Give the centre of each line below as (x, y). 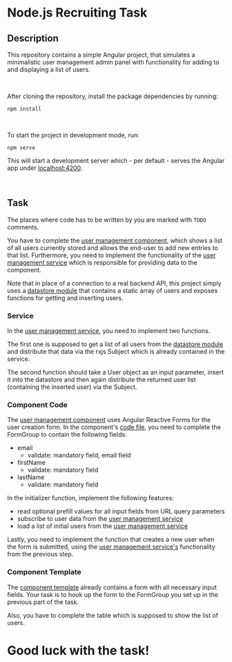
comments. (23, 227)
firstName (31, 463)
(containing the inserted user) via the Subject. (72, 387)
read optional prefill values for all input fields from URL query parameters (121, 511)
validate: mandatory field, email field (79, 455)
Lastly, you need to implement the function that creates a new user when (111, 540)
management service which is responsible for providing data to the (103, 262)
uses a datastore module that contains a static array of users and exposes (113, 290)
